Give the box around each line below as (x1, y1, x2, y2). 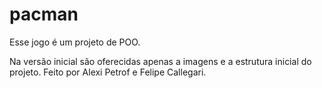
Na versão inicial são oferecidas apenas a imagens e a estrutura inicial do (9, 55, 312, 67)
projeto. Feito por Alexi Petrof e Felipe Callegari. (9, 66, 207, 78)
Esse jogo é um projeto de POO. (9, 36, 141, 48)
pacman (9, 3, 79, 26)
